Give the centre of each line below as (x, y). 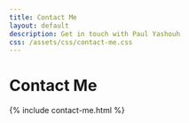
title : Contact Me (43, 17)
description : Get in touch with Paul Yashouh (94, 34)
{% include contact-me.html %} (67, 111)
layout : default (39, 26)
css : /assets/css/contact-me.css (71, 42)
